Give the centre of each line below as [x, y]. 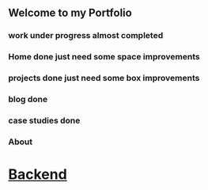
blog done [28, 100]
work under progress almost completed [86, 36]
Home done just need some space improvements [104, 57]
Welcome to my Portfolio [70, 13]
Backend [38, 175]
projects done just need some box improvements [104, 78]
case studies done [44, 120]
